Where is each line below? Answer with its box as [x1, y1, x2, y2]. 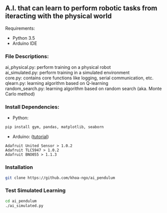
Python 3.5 [12, 35, 35, 41]
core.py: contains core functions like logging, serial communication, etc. [5, 75, 154, 81]
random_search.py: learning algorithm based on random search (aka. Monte [5, 85, 162, 92]
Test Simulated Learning [5, 187, 66, 194]
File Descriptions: [5, 53, 49, 60]
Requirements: [5, 25, 35, 31]
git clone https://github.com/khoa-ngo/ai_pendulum [5, 175, 115, 180]
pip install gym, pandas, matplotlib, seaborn [5, 125, 104, 130]
